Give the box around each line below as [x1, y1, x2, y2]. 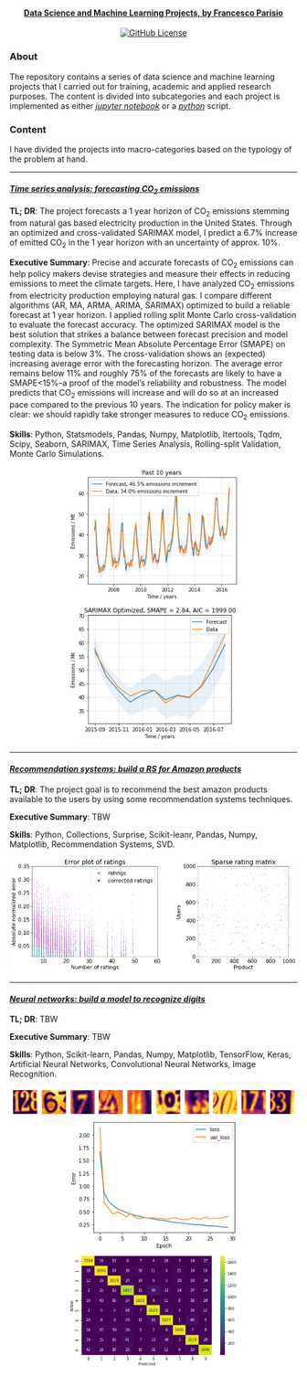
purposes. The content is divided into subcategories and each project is [9, 90, 281, 101]
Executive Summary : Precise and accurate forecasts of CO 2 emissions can [9, 257, 294, 270]
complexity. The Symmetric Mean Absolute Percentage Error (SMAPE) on [9, 339, 286, 350]
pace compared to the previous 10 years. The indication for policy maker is [9, 398, 291, 409]
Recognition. [9, 1068, 58, 1080]
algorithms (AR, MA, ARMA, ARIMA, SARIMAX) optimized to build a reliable [9, 300, 291, 311]
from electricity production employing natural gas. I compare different [9, 291, 272, 302]
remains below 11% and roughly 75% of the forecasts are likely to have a [9, 368, 282, 379]
